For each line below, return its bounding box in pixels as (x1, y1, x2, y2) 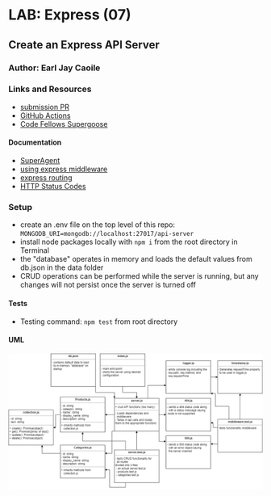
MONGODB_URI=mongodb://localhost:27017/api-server (19, 230, 194, 238)
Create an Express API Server (8, 38, 160, 52)
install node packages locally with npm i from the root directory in (19, 237, 238, 247)
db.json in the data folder (19, 263, 104, 272)
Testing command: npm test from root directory (19, 317, 178, 326)
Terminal (19, 246, 50, 255)
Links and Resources (8, 83, 92, 95)
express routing (19, 173, 73, 183)
